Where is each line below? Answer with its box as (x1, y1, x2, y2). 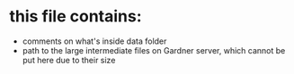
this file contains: (9, 6, 142, 27)
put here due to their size (22, 54, 116, 65)
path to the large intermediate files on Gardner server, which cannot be (22, 45, 286, 55)
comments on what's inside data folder (22, 36, 167, 46)
